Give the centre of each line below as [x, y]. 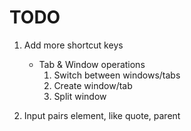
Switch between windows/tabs [117, 75]
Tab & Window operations [92, 64]
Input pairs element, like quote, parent [102, 115]
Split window [80, 96]
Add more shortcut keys [73, 45]
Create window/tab [93, 85]
